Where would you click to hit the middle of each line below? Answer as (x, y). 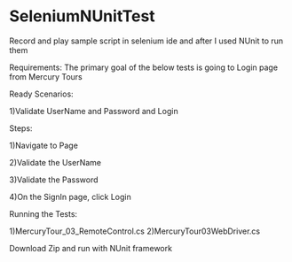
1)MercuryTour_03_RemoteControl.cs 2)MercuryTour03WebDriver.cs (134, 231)
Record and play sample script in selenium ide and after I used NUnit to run (146, 41)
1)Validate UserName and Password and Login (94, 111)
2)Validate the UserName (55, 162)
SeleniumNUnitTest (82, 16)
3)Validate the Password (54, 180)
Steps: (21, 128)
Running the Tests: (43, 213)
